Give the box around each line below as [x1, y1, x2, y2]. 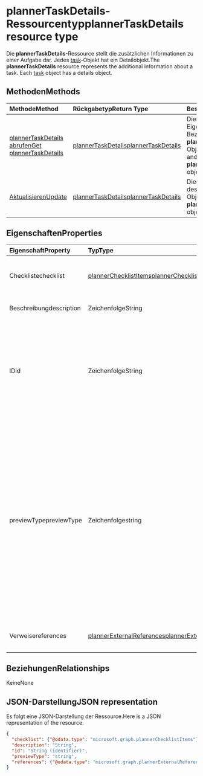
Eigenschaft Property [9, 246, 71, 254]
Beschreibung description [9, 304, 82, 312]
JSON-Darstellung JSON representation [6, 696, 158, 707]
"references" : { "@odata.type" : [11, 759, 91, 765]
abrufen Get [9, 141, 42, 149]
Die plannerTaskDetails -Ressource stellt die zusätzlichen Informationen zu [6, 50, 194, 57]
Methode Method [9, 104, 59, 113]
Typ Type [88, 246, 114, 254]
